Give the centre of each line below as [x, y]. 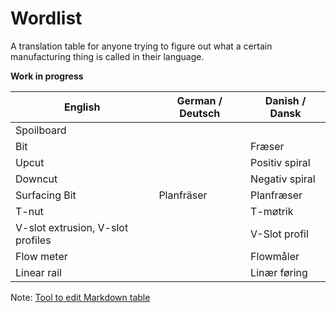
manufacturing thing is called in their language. [107, 56]
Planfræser [276, 195]
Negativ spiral [283, 179]
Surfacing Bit [46, 195]
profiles [33, 240]
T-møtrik [272, 211]
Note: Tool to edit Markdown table [80, 297]
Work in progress [47, 76]
